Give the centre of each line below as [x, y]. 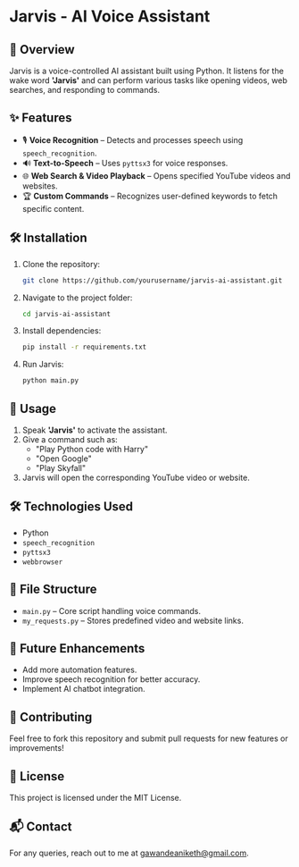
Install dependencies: [62, 331]
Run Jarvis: [43, 365]
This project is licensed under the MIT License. [96, 798]
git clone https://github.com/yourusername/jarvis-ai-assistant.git [152, 280]
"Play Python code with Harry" [92, 449]
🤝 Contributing [51, 717]
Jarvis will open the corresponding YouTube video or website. [136, 477]
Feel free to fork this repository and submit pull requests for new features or [149, 738]
